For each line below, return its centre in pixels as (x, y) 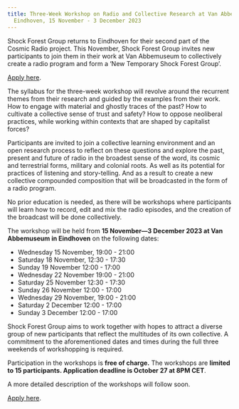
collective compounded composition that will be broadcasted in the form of (117, 180)
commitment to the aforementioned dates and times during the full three (113, 341)
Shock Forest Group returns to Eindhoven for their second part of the (108, 41)
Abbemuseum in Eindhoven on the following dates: (83, 238)
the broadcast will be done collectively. (65, 217)
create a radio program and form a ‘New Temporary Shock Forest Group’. (115, 63)
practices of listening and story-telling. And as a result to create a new (110, 173)
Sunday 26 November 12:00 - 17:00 (70, 290)
